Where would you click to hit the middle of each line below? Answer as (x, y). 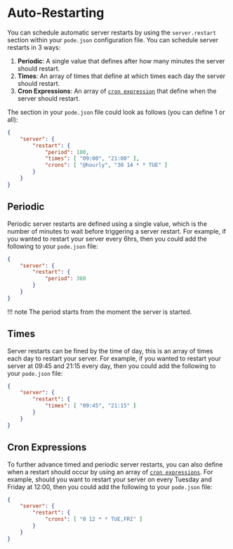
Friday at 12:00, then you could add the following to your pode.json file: (110, 486)
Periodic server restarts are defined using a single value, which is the (107, 224)
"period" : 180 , (67, 152)
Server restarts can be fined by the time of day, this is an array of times (110, 351)
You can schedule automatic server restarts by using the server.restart (112, 32)
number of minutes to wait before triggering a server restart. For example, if (117, 231)
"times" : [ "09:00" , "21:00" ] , (92, 159)
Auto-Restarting (56, 13)
